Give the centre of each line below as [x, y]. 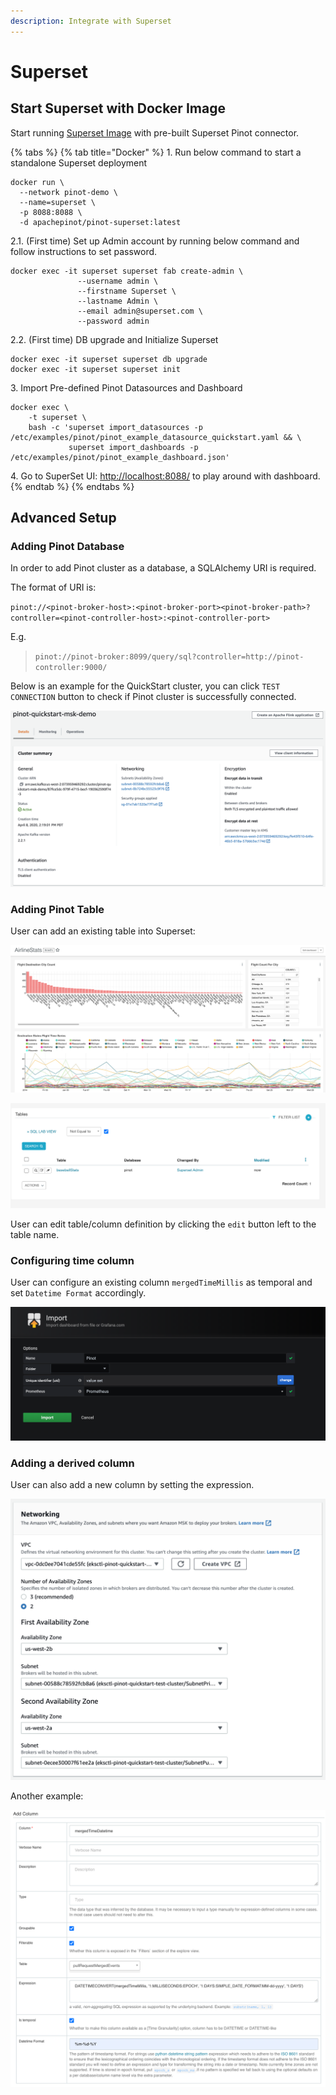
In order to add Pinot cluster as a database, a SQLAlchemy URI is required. [163, 568]
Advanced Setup [63, 518]
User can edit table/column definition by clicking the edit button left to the [163, 1224]
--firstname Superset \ [127, 291]
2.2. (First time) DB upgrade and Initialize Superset [114, 339]
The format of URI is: [53, 587]
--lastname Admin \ [118, 301]
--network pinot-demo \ [68, 192]
